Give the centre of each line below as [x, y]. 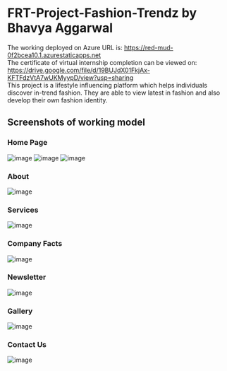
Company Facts [35, 244]
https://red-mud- [149, 47]
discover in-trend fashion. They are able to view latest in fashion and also [114, 93]
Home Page [27, 143]
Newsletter [27, 277]
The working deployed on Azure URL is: [65, 47]
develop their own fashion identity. [57, 100]
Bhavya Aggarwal [60, 28]
